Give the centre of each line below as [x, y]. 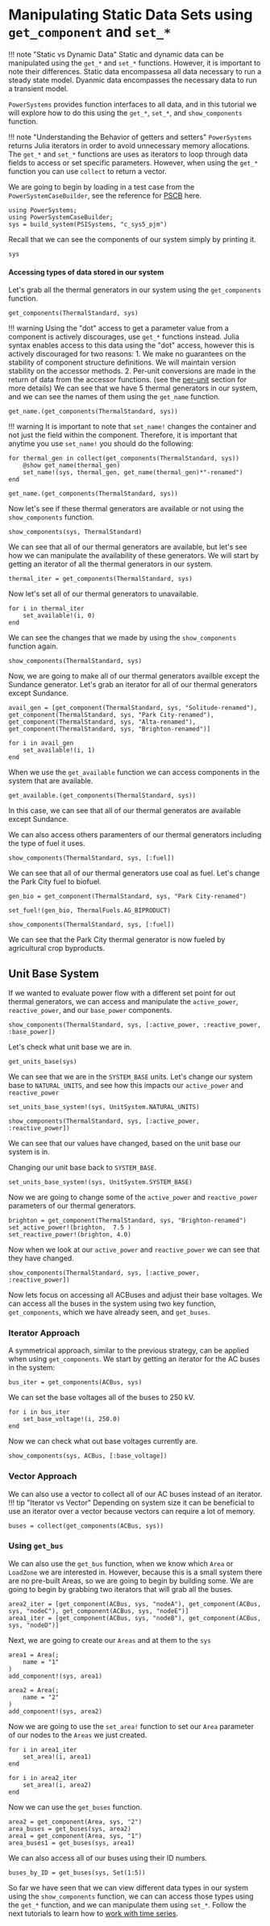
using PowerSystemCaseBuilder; [61, 217]
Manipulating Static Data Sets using [131, 15]
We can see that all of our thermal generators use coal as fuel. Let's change [134, 873]
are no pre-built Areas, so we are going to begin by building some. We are [131, 1580]
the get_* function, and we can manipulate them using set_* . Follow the [127, 1904]
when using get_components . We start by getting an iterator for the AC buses [134, 1359]
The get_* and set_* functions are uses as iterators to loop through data [128, 154]
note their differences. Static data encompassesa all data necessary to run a [135, 71]
